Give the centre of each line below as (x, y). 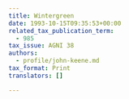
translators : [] (36, 76)
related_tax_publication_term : (61, 31)
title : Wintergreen (41, 16)
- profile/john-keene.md (58, 61)
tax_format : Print (39, 68)
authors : (23, 53)
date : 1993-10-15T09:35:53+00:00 (65, 23)
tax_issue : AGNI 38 (41, 46)
